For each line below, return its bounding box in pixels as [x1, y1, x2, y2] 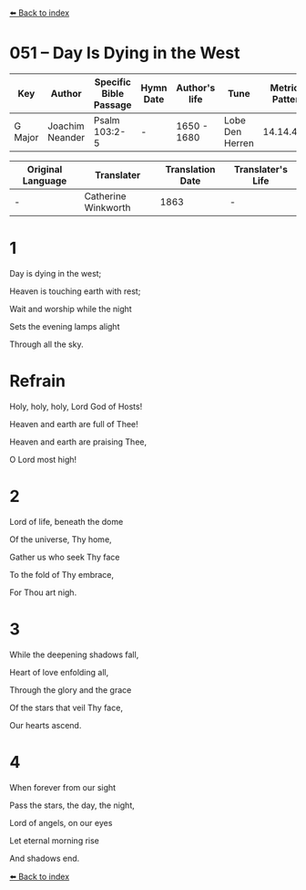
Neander [46, 131, 86, 143]
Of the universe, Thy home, [9, 533, 112, 545]
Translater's [233, 162, 289, 175]
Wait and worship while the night [9, 303, 132, 314]
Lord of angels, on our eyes [9, 817, 113, 828]
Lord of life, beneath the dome [9, 516, 124, 527]
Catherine [84, 190, 127, 203]
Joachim [46, 120, 85, 132]
